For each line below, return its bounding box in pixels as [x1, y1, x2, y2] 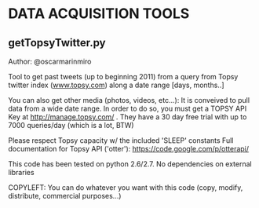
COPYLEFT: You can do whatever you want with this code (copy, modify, [8, 183, 243, 192]
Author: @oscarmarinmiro [8, 57, 92, 66]
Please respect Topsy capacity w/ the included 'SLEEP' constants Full [8, 136, 234, 145]
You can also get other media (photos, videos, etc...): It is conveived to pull [8, 96, 250, 104]
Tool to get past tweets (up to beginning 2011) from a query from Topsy [8, 72, 239, 81]
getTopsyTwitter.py [8, 36, 106, 49]
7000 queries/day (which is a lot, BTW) [8, 121, 135, 130]
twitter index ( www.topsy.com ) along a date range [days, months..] [8, 80, 225, 89]
